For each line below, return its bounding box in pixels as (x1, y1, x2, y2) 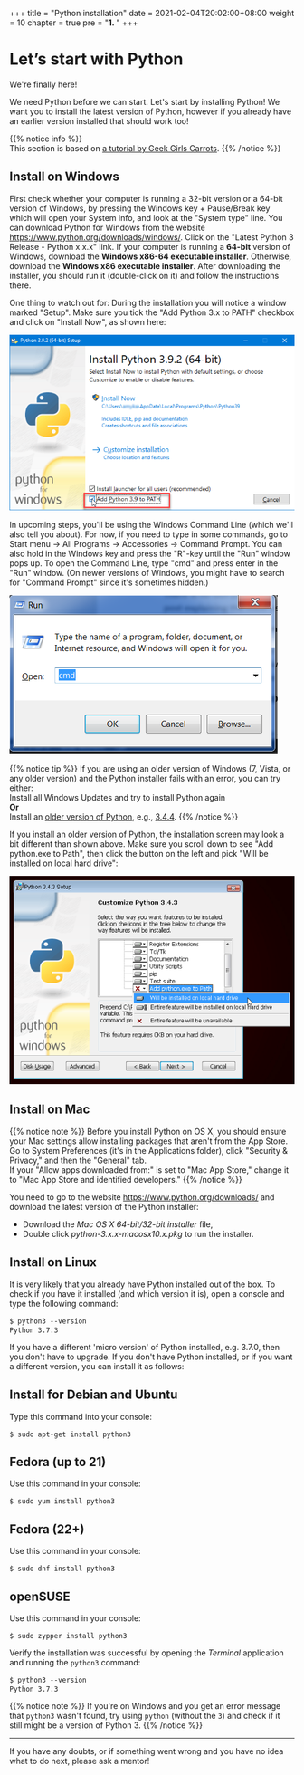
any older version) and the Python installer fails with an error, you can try (9, 773, 281, 784)
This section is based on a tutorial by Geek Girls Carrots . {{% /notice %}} (9, 142, 282, 153)
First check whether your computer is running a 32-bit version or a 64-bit (9, 193, 283, 204)
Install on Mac (9, 1102, 90, 1118)
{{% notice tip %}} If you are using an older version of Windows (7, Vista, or (9, 763, 291, 774)
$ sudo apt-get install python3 (9, 1430, 131, 1439)
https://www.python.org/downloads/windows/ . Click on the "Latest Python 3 (9, 231, 294, 243)
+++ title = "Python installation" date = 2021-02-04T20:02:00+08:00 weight (9, 8, 295, 18)
